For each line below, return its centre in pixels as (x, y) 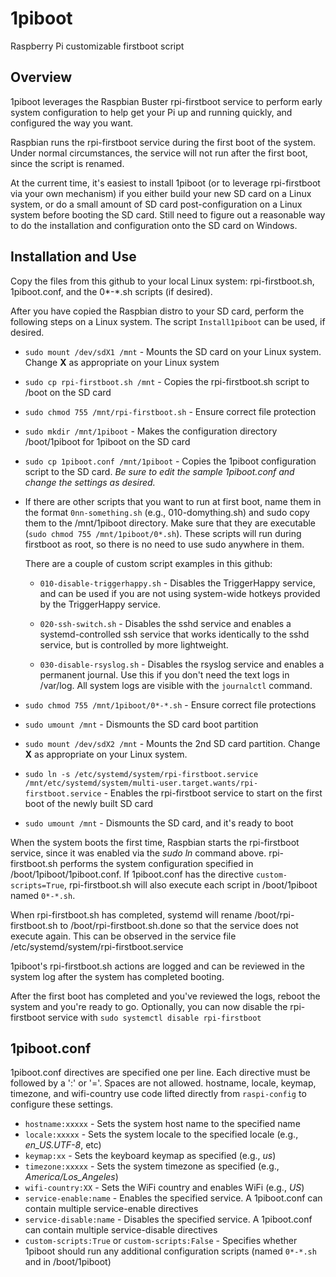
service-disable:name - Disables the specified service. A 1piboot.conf (168, 1219)
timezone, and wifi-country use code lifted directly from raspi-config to (158, 1094)
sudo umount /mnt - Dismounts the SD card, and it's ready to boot (159, 823)
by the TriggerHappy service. (100, 604)
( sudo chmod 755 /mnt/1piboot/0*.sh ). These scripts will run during (163, 533)
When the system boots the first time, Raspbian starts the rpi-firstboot (155, 842)
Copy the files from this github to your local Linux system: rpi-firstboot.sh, (162, 281)
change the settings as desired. (90, 482)
